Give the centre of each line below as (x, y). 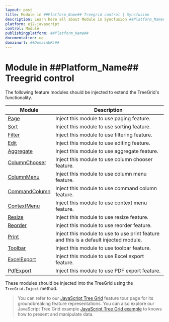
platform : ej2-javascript (32, 24)
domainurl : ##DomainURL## (32, 43)
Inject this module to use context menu (101, 203)
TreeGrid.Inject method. (31, 288)
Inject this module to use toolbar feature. (103, 248)
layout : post (19, 10)
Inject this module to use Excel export (100, 256)
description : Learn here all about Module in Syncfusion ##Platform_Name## (86, 19)
